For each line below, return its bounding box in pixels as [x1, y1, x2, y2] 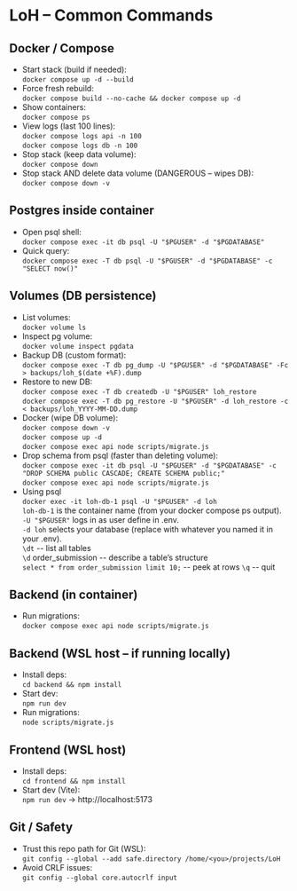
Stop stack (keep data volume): [21, 149, 137, 160]
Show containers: [21, 102, 87, 112]
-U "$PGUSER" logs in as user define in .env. [21, 514, 179, 524]
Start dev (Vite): [21, 785, 81, 795]
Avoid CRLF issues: [21, 862, 93, 872]
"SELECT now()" [21, 264, 79, 273]
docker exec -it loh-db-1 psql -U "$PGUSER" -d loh [21, 497, 217, 506]
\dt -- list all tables [21, 542, 91, 553]
